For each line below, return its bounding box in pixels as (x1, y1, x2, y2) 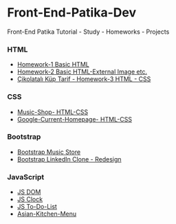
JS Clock (16, 195, 43, 203)
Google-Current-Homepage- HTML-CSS (16, 115, 133, 123)
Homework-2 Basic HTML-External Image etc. (16, 67, 148, 76)
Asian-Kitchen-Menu (16, 210, 77, 218)
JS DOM (16, 188, 41, 197)
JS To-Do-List (16, 203, 57, 211)
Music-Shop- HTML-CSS (16, 108, 88, 116)
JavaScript (7, 172, 45, 181)
